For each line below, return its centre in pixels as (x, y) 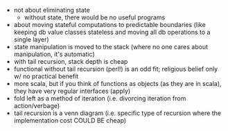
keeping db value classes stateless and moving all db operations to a (112, 32)
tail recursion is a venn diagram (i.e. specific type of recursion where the (117, 113)
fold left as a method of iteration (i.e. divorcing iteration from (100, 98)
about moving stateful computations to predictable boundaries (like (109, 25)
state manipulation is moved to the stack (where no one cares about (111, 47)
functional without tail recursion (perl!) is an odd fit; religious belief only (116, 69)
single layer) (32, 40)
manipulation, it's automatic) (54, 54)
